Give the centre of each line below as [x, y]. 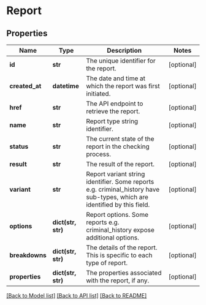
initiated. [98, 94]
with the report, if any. [117, 281]
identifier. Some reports [120, 182]
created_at [25, 86]
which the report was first [123, 86]
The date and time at [116, 78]
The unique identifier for [121, 61]
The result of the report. [120, 164]
